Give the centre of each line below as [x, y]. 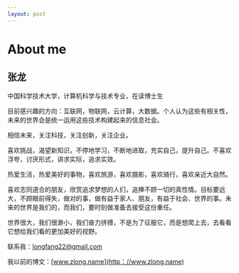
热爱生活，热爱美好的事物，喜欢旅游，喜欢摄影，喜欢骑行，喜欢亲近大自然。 [119, 174]
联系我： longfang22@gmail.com [55, 246]
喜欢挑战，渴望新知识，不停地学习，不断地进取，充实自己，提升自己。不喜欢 [119, 150]
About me [37, 49]
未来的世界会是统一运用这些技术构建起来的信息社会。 [85, 120]
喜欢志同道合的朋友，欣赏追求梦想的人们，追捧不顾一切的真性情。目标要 [113, 189]
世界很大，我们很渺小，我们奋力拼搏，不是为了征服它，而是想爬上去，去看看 [119, 222]
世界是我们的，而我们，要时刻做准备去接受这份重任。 [97, 207]
